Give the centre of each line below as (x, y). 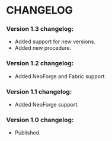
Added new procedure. (43, 48)
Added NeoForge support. (47, 105)
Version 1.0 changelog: (40, 120)
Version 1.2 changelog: (40, 63)
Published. (28, 133)
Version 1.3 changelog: (40, 29)
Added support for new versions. (55, 41)
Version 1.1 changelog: (39, 91)
